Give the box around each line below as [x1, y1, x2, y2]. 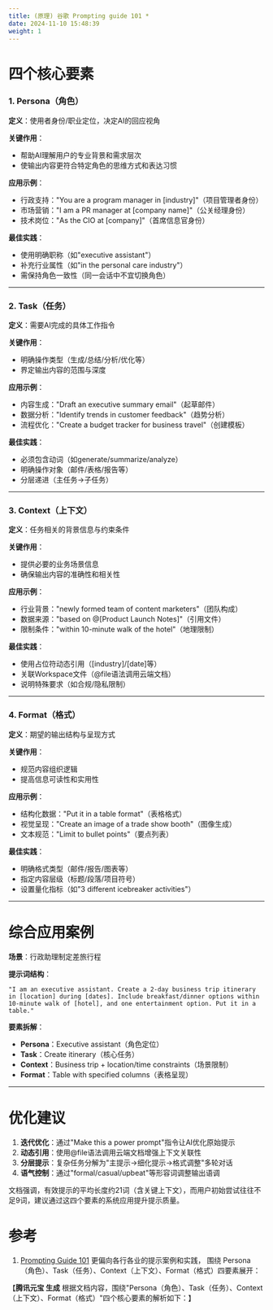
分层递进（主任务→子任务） [19, 475, 114, 485]
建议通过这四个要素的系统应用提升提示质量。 [33, 1195, 184, 1205]
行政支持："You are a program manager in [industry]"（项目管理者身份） [19, 194, 263, 204]
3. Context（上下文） [8, 505, 93, 517]
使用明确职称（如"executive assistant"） [19, 250, 156, 260]
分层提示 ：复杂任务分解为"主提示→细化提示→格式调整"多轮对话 [19, 1157, 233, 1168]
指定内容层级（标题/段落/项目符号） [19, 874, 140, 884]
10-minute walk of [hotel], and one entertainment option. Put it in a [8, 999, 256, 1007]
